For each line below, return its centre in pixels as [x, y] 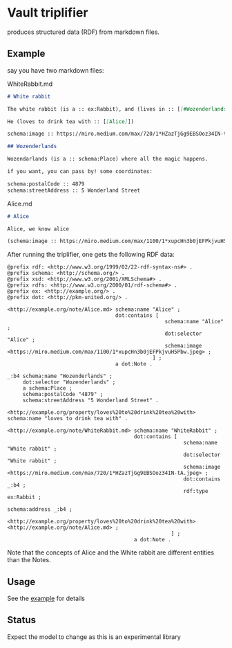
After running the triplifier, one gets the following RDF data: [91, 255]
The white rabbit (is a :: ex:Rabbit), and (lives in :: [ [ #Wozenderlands [117, 109]
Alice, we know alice [38, 229]
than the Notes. [29, 560]
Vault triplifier [48, 13]
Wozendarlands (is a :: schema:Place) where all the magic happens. [108, 159]
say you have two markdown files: [56, 70]
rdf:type [196, 492]
